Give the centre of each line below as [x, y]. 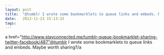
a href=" [13, 37]
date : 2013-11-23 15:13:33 [35, 18]
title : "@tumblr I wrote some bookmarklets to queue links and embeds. [81, 14]
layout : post [18, 9]
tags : [10, 23]
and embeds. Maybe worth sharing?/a [43, 47]
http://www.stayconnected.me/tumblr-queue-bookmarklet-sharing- [90, 37]
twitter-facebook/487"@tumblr [36, 42]
